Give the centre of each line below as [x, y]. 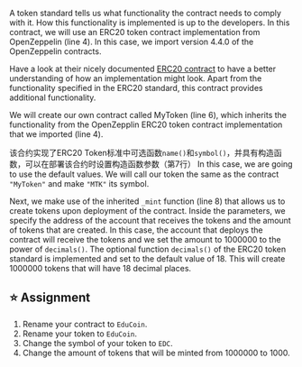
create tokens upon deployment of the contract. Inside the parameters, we [147, 211]
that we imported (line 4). [56, 134]
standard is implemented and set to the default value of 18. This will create [147, 259]
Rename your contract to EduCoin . [85, 324]
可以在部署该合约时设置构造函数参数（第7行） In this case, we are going [159, 164]
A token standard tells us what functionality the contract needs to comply [146, 13]
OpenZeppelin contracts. [55, 51]
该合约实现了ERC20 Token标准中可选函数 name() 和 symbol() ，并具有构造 [142, 153]
